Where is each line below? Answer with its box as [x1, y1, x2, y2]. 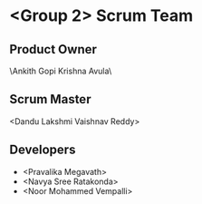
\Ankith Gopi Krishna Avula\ [9, 65, 112, 76]
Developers [9, 142, 76, 158]
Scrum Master [9, 92, 91, 107]
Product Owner [9, 42, 98, 57]
